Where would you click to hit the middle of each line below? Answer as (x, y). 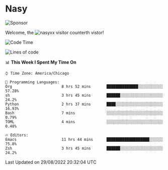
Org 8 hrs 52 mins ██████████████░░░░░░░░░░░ (84, 86)
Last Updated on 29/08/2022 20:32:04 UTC (51, 162)
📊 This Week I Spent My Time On (41, 62)
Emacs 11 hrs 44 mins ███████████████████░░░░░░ (84, 139)
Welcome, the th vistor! (55, 32)
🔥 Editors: (17, 135)
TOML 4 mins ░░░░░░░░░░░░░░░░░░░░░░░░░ (84, 122)
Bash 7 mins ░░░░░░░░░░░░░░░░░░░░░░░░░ (84, 113)
